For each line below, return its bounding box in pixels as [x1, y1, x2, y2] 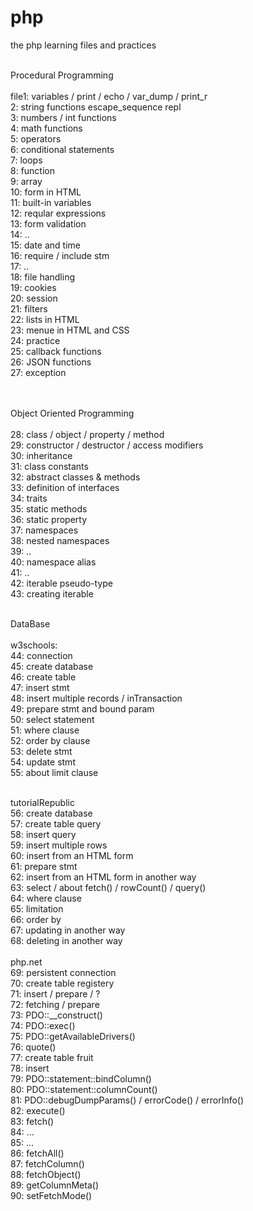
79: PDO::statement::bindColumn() [10, 1072, 152, 1085]
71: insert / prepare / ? [10, 987, 101, 1000]
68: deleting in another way [10, 934, 123, 946]
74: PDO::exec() [10, 1019, 76, 1031]
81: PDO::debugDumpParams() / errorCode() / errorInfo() [10, 1094, 245, 1106]
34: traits [10, 492, 48, 504]
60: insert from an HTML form [10, 849, 134, 861]
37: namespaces [10, 524, 79, 536]
